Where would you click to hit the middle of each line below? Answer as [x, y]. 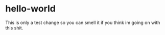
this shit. [14, 27]
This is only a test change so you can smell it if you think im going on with [83, 22]
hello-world [31, 9]
